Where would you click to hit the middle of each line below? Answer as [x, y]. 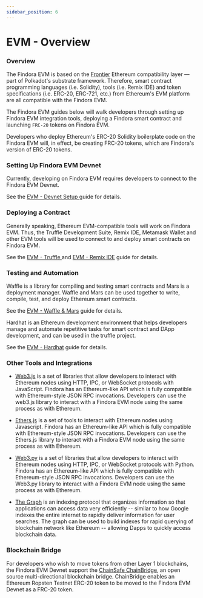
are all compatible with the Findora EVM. [57, 100]
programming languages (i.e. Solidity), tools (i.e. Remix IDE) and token [94, 87]
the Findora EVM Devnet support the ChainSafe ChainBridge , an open [93, 570]
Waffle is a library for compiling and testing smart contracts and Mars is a [98, 286]
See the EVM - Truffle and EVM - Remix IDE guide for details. [82, 257]
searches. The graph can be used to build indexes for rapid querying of [104, 521]
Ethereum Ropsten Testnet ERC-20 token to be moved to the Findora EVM [98, 583]
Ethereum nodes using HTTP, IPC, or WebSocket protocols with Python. [105, 464]
